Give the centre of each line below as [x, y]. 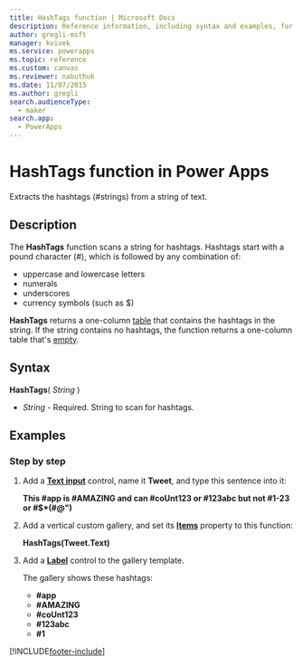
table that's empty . [44, 339]
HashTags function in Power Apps [139, 172]
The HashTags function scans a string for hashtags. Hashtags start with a [147, 247]
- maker [32, 110]
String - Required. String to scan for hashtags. [108, 407]
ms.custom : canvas [44, 69]
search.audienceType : [50, 102]
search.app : [32, 118]
